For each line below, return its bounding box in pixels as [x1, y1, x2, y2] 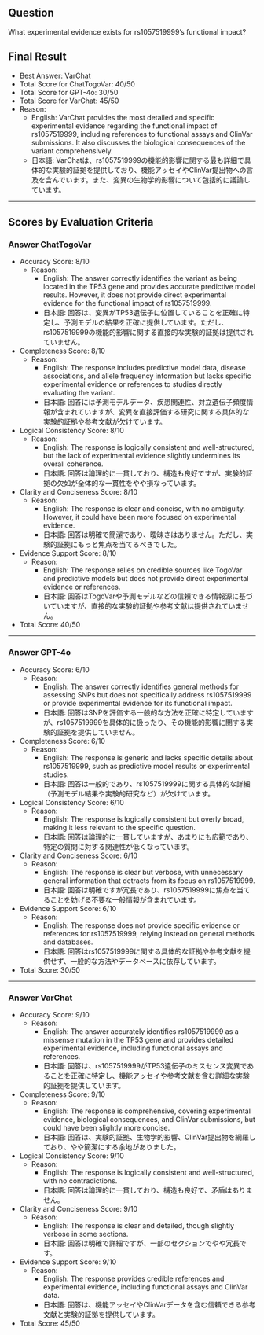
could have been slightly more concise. [42, 1123, 170, 1132]
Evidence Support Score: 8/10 [19, 549, 117, 558]
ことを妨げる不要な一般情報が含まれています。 [49, 895, 201, 904]
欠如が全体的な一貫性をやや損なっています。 [57, 479, 201, 488]
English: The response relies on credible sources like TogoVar [42, 565, 243, 575]
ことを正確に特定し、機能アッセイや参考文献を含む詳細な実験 [49, 1071, 250, 1080]
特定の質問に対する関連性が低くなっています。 [42, 841, 194, 851]
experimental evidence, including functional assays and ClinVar [42, 1282, 248, 1292]
